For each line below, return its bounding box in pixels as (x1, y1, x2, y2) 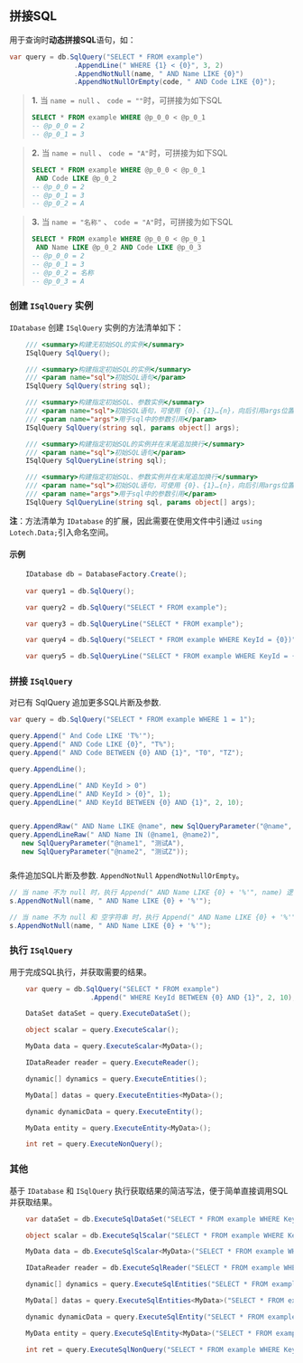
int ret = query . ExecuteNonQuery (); (25, 1140, 164, 1149)
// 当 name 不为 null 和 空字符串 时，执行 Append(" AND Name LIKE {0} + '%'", (9, 913, 300, 922)
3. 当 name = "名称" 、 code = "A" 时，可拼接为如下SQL (31, 216, 234, 228)
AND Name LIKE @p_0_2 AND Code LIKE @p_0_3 (35, 243, 202, 252)
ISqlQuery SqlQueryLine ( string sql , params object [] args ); (25, 497, 256, 506)
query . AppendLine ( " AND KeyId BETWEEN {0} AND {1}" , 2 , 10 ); (9, 798, 244, 807)
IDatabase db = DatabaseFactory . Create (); (25, 570, 188, 579)
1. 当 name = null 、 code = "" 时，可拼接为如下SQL (31, 95, 223, 106)
